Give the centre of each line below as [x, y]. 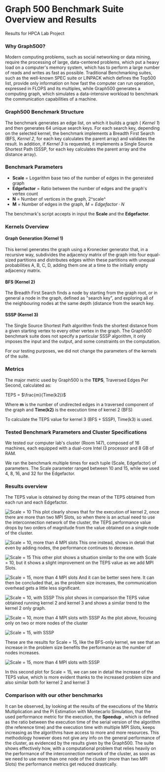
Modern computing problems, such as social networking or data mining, [78, 57]
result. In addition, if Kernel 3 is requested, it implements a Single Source [79, 144]
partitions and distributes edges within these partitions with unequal [86, 260]
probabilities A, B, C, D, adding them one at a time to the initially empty [77, 265]
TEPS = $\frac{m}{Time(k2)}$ [36, 395]
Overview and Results [51, 20]
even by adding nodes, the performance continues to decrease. [70, 548]
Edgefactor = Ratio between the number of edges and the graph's [80, 188]
